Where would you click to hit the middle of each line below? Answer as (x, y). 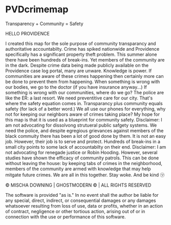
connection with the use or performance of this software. (66, 217)
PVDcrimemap (37, 9)
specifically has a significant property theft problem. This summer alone (81, 54)
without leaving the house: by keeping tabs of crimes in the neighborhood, (84, 163)
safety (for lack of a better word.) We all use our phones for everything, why (85, 109)
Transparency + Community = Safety (44, 24)
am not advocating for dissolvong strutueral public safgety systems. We (81, 125)
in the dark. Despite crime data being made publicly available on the (77, 65)
